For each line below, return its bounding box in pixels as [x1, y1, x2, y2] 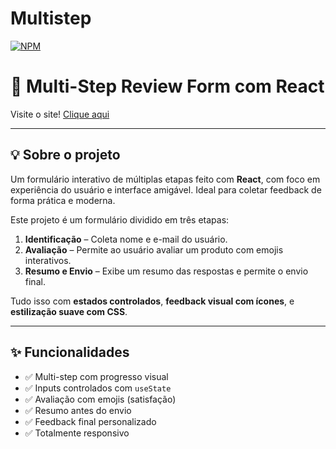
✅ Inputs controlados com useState [24, 382, 172, 394]
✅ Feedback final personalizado [24, 415, 157, 427]
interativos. [24, 254, 72, 266]
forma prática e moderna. [10, 194, 116, 206]
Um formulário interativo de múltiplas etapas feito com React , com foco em [10, 173, 321, 185]
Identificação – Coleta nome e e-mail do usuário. [24, 233, 228, 245]
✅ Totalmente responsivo [24, 427, 130, 439]
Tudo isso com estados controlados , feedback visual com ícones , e [10, 295, 295, 307]
